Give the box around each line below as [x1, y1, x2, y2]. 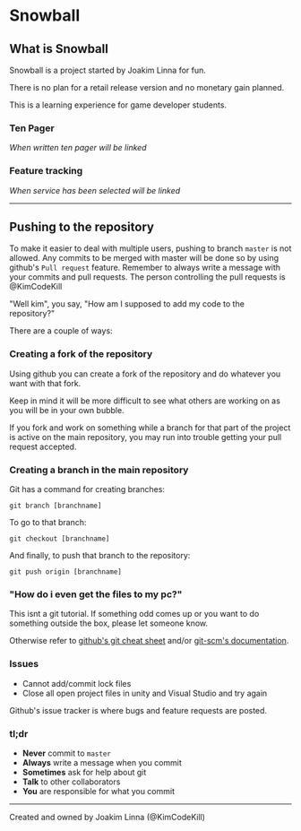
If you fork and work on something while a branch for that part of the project [9, 422, 291, 433]
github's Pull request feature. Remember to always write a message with [9, 262, 280, 273]
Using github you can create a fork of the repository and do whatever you [9, 368, 281, 379]
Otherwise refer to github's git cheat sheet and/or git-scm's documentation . [9, 636, 289, 646]
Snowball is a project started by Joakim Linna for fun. [9, 65, 206, 75]
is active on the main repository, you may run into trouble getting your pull [9, 431, 282, 442]
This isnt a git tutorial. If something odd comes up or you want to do [9, 609, 260, 619]
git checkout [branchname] [9, 534, 110, 543]
